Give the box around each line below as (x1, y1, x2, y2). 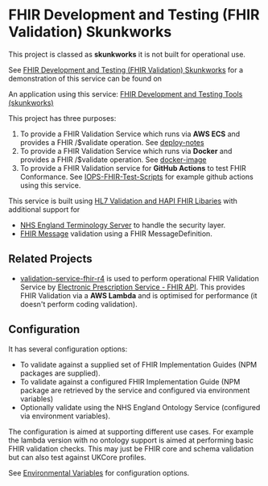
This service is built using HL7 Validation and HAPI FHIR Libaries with (8, 196, 237, 206)
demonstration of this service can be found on (8, 73, 163, 83)
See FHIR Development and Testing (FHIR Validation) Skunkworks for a (8, 64, 244, 74)
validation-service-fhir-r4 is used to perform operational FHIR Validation (19, 273, 259, 283)
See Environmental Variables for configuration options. (8, 467, 190, 477)
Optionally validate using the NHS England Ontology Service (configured (19, 402, 261, 412)
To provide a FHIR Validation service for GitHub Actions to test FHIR (19, 163, 247, 172)
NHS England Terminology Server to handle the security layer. (19, 220, 226, 230)
